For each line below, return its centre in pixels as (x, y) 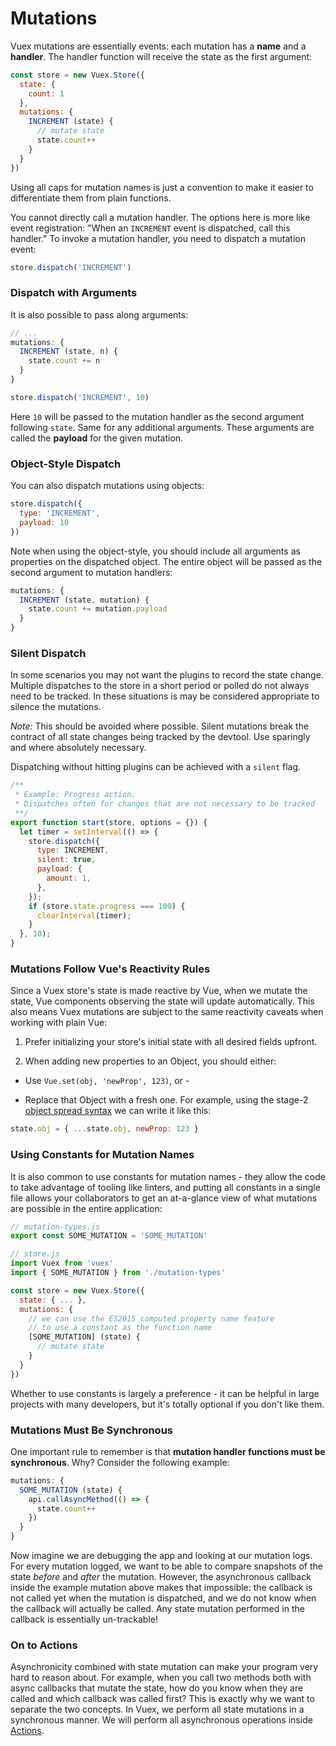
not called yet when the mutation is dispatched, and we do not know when (163, 1598)
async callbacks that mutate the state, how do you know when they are (157, 1688)
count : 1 (46, 93)
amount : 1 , (69, 878)
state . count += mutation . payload (98, 609)
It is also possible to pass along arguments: (99, 314)
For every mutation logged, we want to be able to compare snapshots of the (166, 1566)
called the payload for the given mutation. (97, 438)
